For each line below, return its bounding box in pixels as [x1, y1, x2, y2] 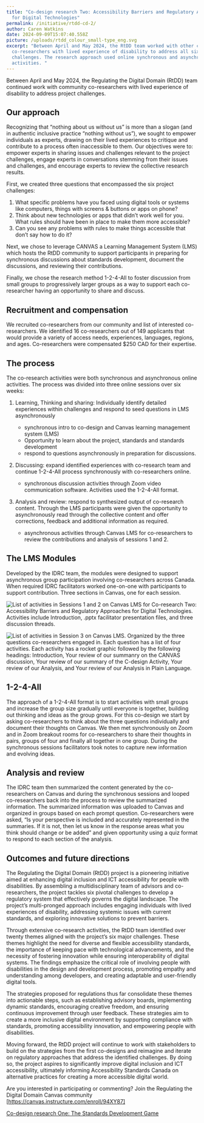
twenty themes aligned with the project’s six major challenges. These [6, 933, 179, 940]
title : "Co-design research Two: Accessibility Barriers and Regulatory [6, 9, 194, 15]
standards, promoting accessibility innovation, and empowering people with [6, 1022, 196, 1030]
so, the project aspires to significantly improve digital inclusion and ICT [6, 1060, 184, 1068]
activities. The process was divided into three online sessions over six [6, 380, 181, 388]
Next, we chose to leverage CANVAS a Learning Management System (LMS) [6, 243, 197, 250]
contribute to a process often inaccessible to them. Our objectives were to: [6, 143, 193, 150]
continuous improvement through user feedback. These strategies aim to [6, 1010, 189, 1017]
